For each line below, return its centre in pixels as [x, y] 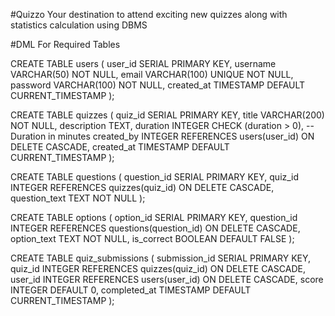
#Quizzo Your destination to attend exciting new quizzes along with [149, 14]
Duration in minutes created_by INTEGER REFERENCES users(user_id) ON [162, 136]
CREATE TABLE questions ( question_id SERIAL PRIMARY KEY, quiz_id [155, 177]
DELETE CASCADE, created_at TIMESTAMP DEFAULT [120, 147]
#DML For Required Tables [65, 44]
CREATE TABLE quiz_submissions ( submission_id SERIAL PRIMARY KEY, [161, 258]
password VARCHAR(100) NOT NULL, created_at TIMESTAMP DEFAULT [158, 85]
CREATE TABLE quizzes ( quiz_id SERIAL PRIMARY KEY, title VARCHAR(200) [167, 115]
